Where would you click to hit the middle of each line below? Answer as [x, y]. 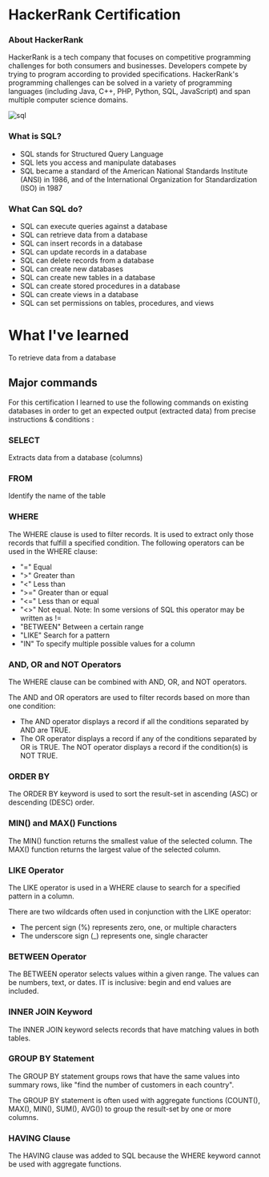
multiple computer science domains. [68, 100]
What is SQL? [35, 136]
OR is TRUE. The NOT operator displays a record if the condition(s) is [134, 747]
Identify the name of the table [57, 496]
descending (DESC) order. [51, 802]
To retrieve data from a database [62, 358]
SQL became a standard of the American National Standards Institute [134, 171]
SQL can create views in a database [79, 295]
